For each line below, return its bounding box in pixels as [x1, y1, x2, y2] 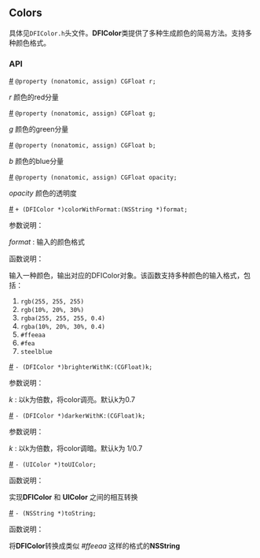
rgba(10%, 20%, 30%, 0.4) [20, 323, 105, 331]
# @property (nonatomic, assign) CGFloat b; [9, 140, 156, 150]
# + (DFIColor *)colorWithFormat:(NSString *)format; [9, 204, 188, 214]
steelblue [20, 348, 53, 356]
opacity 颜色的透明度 [9, 188, 77, 198]
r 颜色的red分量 [9, 92, 59, 102]
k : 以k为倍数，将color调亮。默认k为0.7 [9, 395, 136, 404]
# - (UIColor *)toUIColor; [9, 459, 97, 469]
